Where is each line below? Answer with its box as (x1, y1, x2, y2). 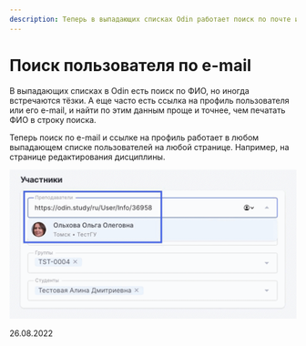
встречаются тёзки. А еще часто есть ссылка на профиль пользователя (9, 95, 290, 106)
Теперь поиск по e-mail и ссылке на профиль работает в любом (9, 132, 260, 143)
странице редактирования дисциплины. (9, 151, 166, 162)
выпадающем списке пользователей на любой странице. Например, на (9, 141, 290, 152)
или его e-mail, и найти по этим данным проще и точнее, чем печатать (9, 105, 286, 116)
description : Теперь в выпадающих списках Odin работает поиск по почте (9, 15, 291, 24)
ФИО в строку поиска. (9, 114, 97, 125)
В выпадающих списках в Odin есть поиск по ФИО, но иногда (9, 85, 250, 96)
